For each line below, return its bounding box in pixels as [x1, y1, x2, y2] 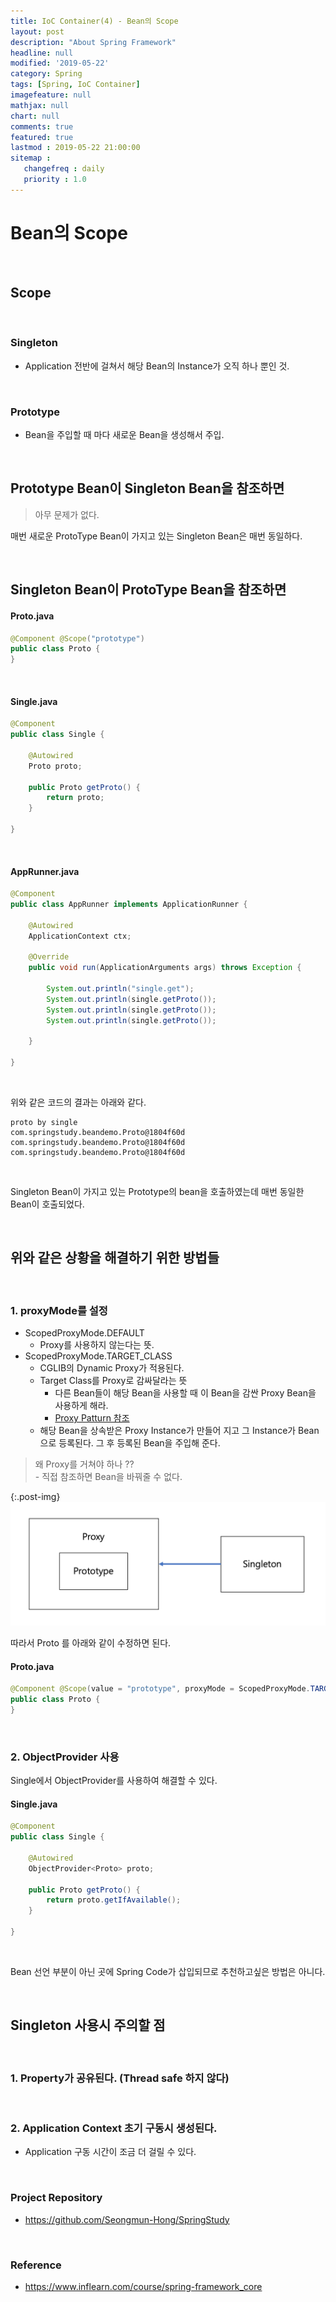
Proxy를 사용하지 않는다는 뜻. [39, 1339, 155, 1351]
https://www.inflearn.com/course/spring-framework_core [24, 2280, 263, 2292]
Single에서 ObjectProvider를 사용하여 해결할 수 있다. [10, 1775, 218, 1787]
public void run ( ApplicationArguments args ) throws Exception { [28, 963, 302, 973]
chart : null [10, 111, 60, 121]
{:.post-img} [10, 1491, 61, 1503]
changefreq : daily [23, 164, 105, 174]
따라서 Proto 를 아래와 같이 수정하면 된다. [10, 1637, 172, 1649]
